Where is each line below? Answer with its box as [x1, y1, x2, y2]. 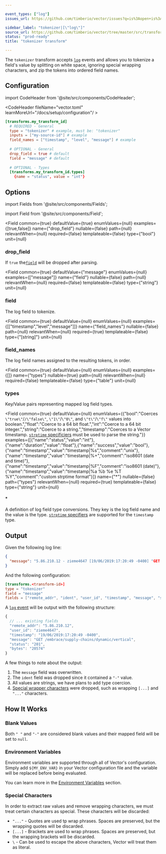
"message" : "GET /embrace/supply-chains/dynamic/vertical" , [9, 637, 136, 642]
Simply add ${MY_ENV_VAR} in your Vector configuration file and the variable [5, 765, 158, 771]
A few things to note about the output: [5, 660, 83, 666]
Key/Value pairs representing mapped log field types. [5, 401, 114, 407]
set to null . [5, 736, 28, 742]
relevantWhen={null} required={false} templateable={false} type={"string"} [5, 280, 159, 286]
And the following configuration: [5, 572, 71, 578]
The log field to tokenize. [5, 309, 56, 315]
